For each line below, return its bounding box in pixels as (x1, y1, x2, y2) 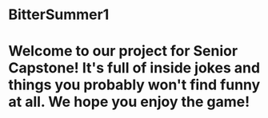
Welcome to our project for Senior (8, 42, 238, 61)
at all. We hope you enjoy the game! (8, 93, 250, 111)
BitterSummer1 (8, 6, 110, 24)
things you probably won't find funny (8, 76, 261, 94)
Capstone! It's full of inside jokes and (8, 59, 261, 77)
